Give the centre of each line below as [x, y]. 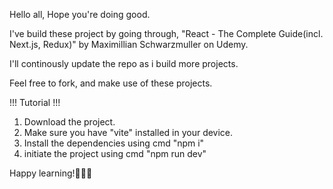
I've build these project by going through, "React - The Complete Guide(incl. [166, 33]
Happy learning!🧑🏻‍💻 [51, 173]
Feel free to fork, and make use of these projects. [111, 83]
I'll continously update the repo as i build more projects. [124, 63]
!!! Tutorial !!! [35, 102]
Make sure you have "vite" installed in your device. [128, 132]
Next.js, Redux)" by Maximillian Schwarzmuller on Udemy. [129, 44]
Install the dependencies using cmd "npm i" [114, 143]
